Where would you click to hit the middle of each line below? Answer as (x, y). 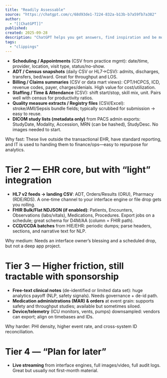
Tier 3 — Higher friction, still (65, 266)
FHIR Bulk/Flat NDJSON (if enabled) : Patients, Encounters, (73, 210)
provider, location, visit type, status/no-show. (59, 66)
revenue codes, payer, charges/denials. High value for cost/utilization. (84, 87)
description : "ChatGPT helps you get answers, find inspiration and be (81, 38)
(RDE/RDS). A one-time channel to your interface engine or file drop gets (87, 199)
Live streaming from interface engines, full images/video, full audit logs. (86, 365)
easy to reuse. (27, 113)
